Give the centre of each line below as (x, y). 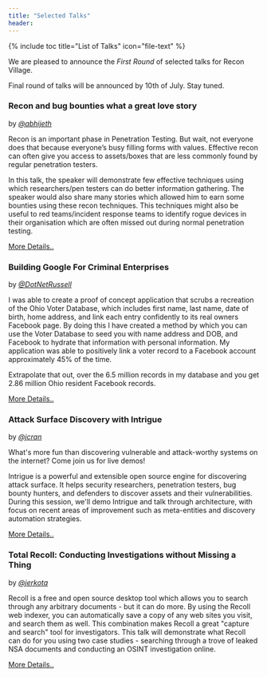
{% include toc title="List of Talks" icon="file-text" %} (97, 46)
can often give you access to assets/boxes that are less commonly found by (133, 156)
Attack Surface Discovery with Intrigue (85, 420)
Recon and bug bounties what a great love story (103, 106)
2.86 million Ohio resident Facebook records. (82, 384)
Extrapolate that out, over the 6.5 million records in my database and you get (134, 375)
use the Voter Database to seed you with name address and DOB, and (123, 334)
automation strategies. (45, 519)
